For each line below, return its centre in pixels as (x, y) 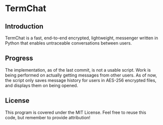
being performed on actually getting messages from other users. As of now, (81, 75)
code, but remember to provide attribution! (48, 117)
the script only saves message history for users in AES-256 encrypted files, (81, 80)
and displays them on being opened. (42, 85)
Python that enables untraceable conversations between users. (69, 43)
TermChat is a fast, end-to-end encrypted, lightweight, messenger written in (81, 38)
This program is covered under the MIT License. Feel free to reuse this (76, 112)
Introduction (24, 26)
